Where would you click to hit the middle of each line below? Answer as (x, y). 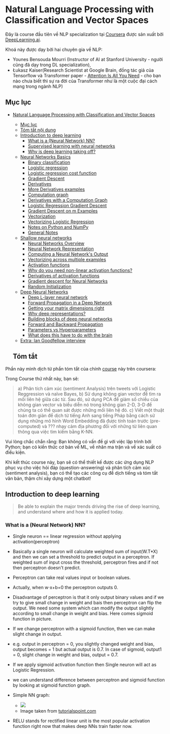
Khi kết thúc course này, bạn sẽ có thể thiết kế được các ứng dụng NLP (80, 462)
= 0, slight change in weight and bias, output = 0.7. (65, 655)
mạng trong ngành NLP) (38, 86)
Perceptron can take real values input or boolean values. (72, 577)
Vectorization (42, 216)
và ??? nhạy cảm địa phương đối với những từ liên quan (99, 426)
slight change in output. (37, 634)
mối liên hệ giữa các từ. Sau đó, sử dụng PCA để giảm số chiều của (88, 399)
